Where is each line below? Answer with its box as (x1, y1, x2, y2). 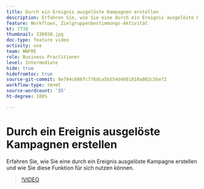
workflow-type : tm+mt (6, 82, 61, 88)
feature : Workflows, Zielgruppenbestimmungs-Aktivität (6, 20, 148, 26)
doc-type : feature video (6, 37, 69, 43)
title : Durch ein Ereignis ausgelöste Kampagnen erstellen (6, 8, 159, 15)
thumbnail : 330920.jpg (6, 31, 64, 38)
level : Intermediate (6, 59, 59, 65)
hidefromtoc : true (6, 71, 53, 77)
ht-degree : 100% (6, 93, 47, 99)
